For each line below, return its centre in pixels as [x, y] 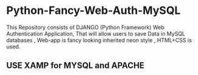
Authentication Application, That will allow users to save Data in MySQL [96, 33]
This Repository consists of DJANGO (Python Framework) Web [85, 27]
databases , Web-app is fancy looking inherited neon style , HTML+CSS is [99, 40]
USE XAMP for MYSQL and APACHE [76, 66]
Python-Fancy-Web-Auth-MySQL [94, 11]
